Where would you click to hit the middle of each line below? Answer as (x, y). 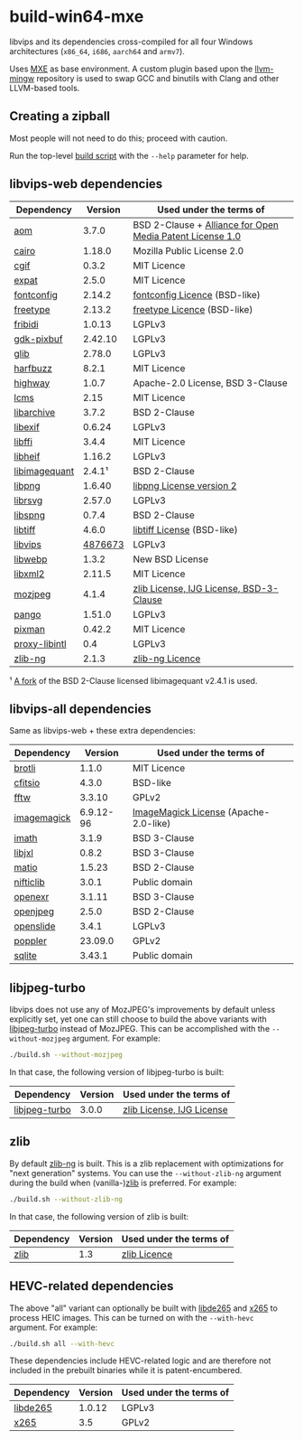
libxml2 (29, 574)
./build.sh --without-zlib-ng (66, 1199)
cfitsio (27, 783)
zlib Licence (147, 1254)
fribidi (26, 324)
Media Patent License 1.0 (187, 236)
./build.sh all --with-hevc (62, 1343)
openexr (32, 897)
